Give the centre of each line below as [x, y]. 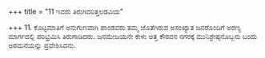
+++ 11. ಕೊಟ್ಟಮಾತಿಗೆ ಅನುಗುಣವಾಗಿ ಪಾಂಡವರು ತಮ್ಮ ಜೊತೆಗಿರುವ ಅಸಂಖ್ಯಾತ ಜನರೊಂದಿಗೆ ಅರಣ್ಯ [125, 27]
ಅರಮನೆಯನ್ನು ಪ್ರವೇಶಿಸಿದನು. [42, 45]
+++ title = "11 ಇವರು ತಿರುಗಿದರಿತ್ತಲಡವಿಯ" [66, 12]
